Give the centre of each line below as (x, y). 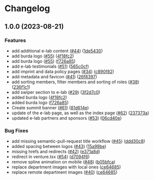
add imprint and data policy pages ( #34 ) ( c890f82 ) (63, 72)
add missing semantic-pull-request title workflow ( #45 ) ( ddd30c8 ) (78, 141)
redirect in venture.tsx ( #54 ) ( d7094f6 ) (50, 157)
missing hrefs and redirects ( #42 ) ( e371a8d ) (56, 152)
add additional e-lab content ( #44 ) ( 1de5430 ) (57, 51)
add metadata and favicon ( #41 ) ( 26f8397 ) (54, 76)
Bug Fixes (17, 130)
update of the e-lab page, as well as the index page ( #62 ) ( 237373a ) (80, 113)
